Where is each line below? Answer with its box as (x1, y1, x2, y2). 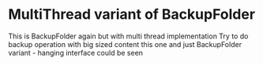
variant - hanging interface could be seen (8, 48, 144, 57)
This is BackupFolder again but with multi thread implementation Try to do (8, 31, 249, 41)
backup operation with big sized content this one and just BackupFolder (8, 39, 242, 49)
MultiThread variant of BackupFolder (8, 5, 255, 23)
